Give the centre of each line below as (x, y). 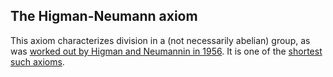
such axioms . (37, 61)
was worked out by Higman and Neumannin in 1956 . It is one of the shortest (166, 51)
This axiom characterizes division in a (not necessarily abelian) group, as (160, 40)
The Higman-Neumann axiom (104, 16)
